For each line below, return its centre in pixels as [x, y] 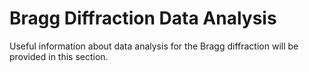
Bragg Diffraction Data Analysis [143, 18]
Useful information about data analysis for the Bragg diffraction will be [154, 46]
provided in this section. [59, 56]
